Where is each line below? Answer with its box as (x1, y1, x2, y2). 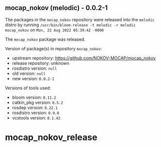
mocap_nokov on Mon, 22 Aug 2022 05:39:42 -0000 (5, 27, 104, 33)
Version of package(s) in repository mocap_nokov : (5, 45, 102, 51)
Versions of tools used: (5, 85, 51, 91)
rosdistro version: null (12, 65, 57, 71)
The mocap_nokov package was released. (5, 36, 86, 42)
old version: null (12, 70, 46, 76)
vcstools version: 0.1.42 (12, 115, 61, 120)
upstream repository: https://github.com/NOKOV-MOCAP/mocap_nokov (12, 55, 156, 61)
